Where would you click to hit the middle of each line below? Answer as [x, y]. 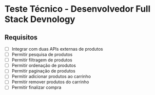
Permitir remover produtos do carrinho [50, 82]
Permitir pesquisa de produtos [42, 55]
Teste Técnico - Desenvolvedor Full [77, 9]
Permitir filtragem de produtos [42, 60]
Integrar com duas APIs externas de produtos [57, 49]
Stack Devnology [40, 19]
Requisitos [21, 37]
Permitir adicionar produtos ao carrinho [51, 76]
